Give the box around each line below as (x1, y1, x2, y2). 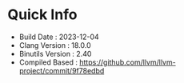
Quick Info (7, 6, 78, 24)
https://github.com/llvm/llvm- (78, 57, 177, 67)
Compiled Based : (18, 57, 78, 67)
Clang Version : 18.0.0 (18, 40, 91, 49)
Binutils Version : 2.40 (18, 49, 92, 58)
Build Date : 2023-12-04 (18, 32, 99, 41)
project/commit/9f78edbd (18, 65, 105, 75)
